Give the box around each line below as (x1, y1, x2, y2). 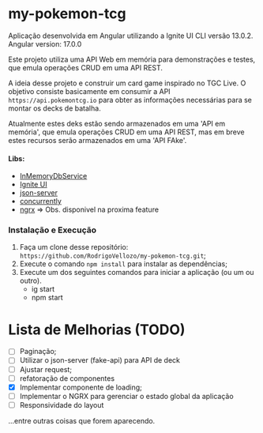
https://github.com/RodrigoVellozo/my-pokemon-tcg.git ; (19, 250, 207, 261)
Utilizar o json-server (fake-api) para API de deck (19, 356, 180, 365)
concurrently (19, 197, 62, 206)
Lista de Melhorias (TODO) (8, 321, 186, 338)
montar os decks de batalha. (8, 104, 101, 113)
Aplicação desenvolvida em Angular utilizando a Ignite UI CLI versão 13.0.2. (8, 31, 254, 40)
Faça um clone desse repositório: (19, 243, 129, 252)
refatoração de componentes (19, 373, 115, 383)
